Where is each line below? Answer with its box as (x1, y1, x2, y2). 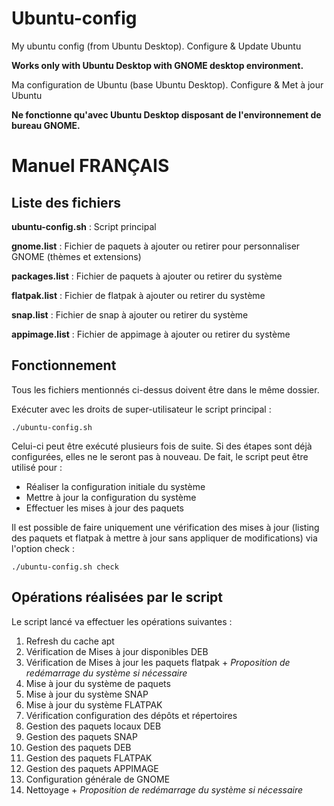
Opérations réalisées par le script (11, 589, 224, 606)
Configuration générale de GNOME (25, 773, 171, 785)
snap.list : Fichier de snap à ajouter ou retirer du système (11, 308, 249, 321)
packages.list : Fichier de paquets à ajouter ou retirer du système (11, 270, 283, 282)
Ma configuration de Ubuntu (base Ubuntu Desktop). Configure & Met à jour (11, 78, 324, 91)
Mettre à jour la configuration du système (25, 491, 197, 503)
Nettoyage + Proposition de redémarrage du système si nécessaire (25, 783, 304, 796)
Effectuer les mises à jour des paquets (25, 502, 184, 514)
